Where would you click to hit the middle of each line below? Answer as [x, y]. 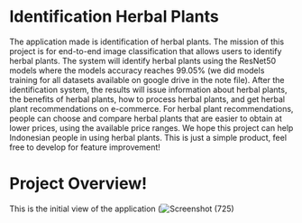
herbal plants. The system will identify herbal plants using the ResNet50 [143, 60]
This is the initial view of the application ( [85, 209]
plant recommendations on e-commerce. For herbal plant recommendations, [151, 108]
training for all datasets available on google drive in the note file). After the [147, 79]
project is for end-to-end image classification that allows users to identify [146, 51]
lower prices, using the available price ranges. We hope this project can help [151, 127]
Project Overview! [78, 184]
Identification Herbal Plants [114, 17]
